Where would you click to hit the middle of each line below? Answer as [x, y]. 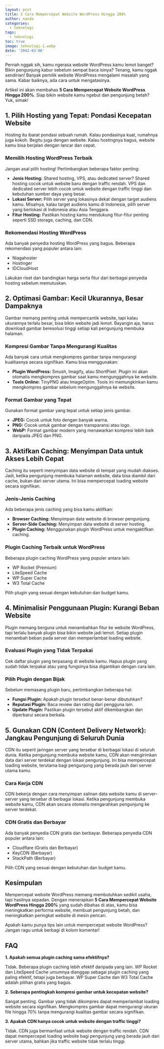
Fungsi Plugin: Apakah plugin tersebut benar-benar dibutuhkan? [77, 699]
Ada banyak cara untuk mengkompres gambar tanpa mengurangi [71, 357]
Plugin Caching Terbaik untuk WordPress [55, 547]
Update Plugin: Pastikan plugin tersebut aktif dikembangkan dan [77, 710]
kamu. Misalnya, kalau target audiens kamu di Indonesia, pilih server [81, 204]
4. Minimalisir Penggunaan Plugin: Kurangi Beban [82, 608]
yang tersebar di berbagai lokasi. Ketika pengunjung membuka [82, 799]
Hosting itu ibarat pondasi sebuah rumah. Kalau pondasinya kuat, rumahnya [82, 135]
